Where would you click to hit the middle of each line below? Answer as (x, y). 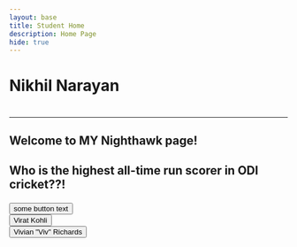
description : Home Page (53, 34)
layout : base (33, 17)
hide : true (29, 42)
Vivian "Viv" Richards (48, 232)
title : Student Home (47, 26)
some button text (41, 209)
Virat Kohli (30, 221)
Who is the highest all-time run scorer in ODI (134, 170)
